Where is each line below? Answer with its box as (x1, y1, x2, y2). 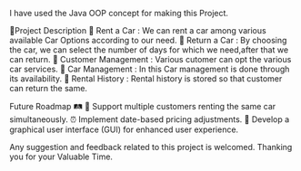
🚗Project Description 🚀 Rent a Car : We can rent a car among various (9, 25, 266, 35)
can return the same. (9, 83, 88, 93)
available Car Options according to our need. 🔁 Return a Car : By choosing (9, 35, 287, 45)
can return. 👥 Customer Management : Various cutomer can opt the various (9, 54, 292, 64)
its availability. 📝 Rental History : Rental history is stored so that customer (9, 73, 283, 84)
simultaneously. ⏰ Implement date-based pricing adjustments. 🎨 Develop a (9, 114, 290, 125)
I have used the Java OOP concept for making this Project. (9, 8, 229, 18)
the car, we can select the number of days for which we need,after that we (9, 44, 289, 55)
